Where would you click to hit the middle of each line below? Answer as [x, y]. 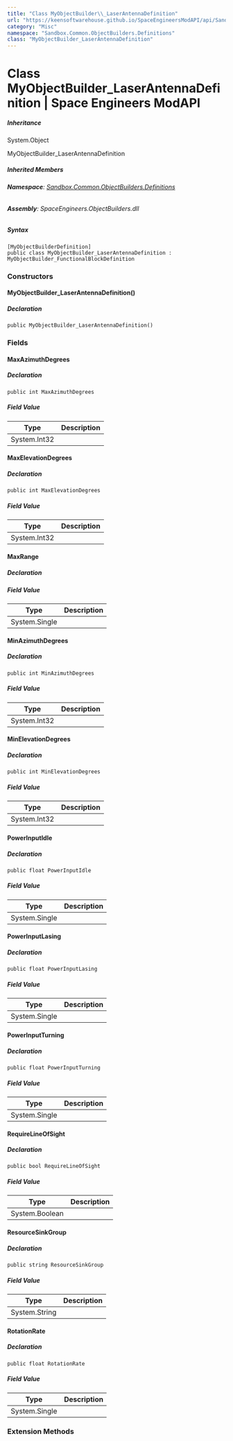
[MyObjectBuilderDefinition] [49, 247]
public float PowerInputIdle [49, 870]
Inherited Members [35, 169]
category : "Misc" [32, 26]
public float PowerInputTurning [54, 1068]
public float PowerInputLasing [52, 969]
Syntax [18, 230]
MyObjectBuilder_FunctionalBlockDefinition [71, 259]
